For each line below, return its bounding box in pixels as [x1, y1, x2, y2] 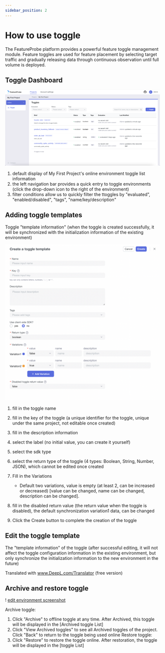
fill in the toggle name [12, 405, 56, 411]
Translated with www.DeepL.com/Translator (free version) [5, 570, 123, 576]
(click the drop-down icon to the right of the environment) [12, 186, 129, 192]
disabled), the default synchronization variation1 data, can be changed [12, 508, 155, 514]
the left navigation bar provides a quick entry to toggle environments [12, 181, 151, 187]
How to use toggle [5, 30, 81, 41]
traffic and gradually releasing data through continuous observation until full [5, 57, 159, 63]
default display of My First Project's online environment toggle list [12, 170, 145, 176]
